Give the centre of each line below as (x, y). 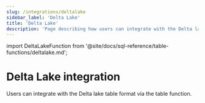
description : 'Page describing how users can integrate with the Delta (99, 29)
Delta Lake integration (63, 77)
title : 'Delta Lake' (33, 23)
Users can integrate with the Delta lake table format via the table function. (99, 94)
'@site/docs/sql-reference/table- (127, 46)
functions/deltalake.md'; (37, 53)
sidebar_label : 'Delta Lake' (43, 18)
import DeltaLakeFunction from (45, 46)
